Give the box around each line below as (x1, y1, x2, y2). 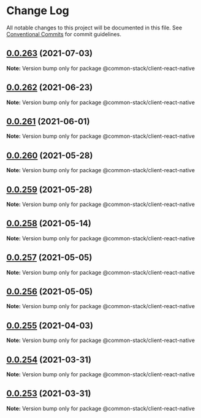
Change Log (6, 4, 69, 18)
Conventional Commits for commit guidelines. (6, 30, 121, 37)
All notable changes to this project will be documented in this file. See (6, 24, 183, 31)
